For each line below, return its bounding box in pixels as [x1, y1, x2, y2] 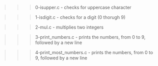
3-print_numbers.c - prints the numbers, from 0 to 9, [35, 34, 146, 40]
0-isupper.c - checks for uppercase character [35, 5, 131, 10]
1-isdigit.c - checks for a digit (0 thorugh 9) [35, 14, 126, 20]
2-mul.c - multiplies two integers [35, 24, 104, 30]
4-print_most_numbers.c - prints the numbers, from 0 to [35, 50, 153, 55]
